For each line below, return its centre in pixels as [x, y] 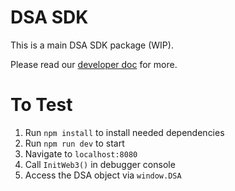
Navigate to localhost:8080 [81, 153]
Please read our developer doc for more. [94, 64]
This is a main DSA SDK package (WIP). [92, 45]
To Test [41, 105]
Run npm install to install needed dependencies [124, 132]
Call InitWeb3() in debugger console [100, 164]
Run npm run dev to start [74, 143]
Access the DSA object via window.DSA [103, 175]
